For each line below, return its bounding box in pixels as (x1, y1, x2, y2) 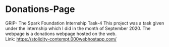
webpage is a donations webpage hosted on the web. (5, 30, 117, 36)
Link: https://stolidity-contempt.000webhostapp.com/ (5, 36, 117, 42)
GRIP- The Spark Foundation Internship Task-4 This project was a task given (5, 20, 164, 26)
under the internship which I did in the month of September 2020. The (5, 25, 151, 31)
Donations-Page (5, 3, 75, 15)
